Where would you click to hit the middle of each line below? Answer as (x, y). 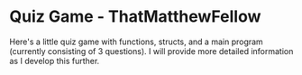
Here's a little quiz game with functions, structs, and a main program (136, 42)
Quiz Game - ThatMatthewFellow (135, 17)
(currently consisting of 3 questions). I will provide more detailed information (151, 51)
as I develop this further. (55, 61)
